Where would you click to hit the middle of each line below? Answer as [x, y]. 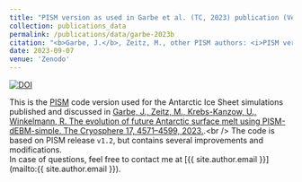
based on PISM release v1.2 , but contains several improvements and [136, 140]
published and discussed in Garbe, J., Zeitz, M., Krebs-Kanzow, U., [133, 112]
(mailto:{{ [27, 169]
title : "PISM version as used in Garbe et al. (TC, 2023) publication [144, 17]
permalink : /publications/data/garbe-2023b [92, 34]
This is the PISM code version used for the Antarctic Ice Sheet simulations [147, 102]
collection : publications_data [68, 26]
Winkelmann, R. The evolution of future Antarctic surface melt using [135, 121]
